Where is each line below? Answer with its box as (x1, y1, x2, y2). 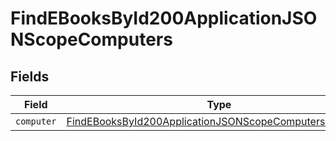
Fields (10, 68, 50, 85)
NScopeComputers (10, 28, 173, 51)
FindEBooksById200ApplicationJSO (10, 7, 318, 30)
